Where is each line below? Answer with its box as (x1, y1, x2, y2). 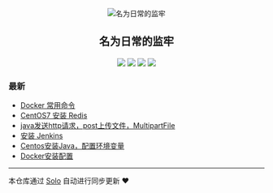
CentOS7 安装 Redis (19, 110, 88, 121)
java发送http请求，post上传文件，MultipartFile (19, 121, 175, 131)
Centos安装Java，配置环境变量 (19, 141, 124, 151)
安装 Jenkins (19, 131, 63, 141)
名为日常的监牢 (98, 35, 175, 49)
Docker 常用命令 (19, 101, 76, 110)
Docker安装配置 (19, 151, 74, 161)
